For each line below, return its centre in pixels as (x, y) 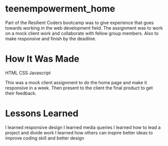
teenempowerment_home (60, 9)
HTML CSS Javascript (28, 73)
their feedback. (21, 93)
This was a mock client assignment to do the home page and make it (76, 82)
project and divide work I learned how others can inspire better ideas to (79, 132)
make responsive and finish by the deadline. (51, 39)
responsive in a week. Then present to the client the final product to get (79, 88)
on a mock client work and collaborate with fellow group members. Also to (82, 33)
